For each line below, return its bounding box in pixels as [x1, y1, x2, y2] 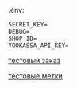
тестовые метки [8, 71, 63, 81]
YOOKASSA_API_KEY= [8, 42, 69, 50]
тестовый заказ [8, 56, 61, 65]
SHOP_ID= [8, 34, 37, 42]
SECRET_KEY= [8, 21, 48, 29]
